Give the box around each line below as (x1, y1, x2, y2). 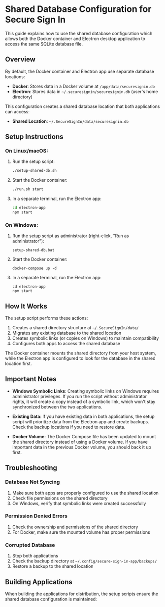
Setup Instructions (5, 133, 64, 141)
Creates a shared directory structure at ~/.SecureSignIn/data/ (12, 325, 139, 331)
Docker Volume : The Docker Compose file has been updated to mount (12, 433, 156, 439)
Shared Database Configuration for (5, 3, 152, 15)
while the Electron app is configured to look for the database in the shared (5, 355, 156, 361)
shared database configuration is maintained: (5, 596, 97, 602)
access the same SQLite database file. (5, 41, 83, 47)
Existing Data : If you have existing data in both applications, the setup (12, 413, 155, 419)
